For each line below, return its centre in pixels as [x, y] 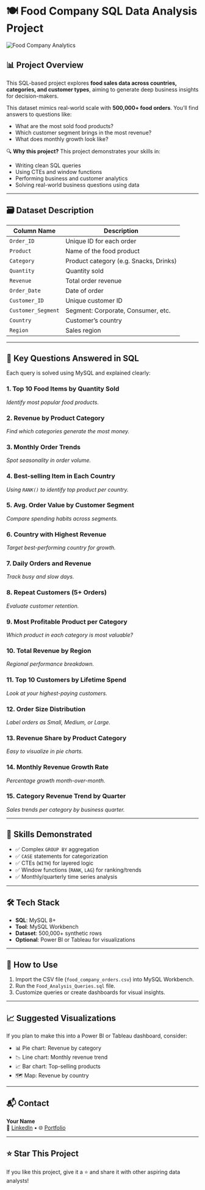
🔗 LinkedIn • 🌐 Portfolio [36, 1127]
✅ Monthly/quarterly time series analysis [66, 876]
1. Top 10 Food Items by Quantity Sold [63, 389]
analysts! [18, 1180]
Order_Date [25, 290]
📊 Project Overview [45, 65]
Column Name [34, 231]
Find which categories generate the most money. [68, 431]
